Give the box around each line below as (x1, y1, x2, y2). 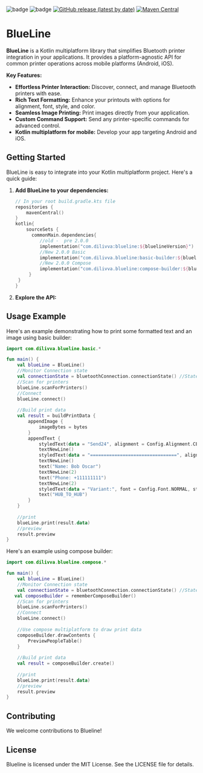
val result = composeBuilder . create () (17, 660, 115, 666)
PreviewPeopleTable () (28, 638, 83, 644)
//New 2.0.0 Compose (39, 260, 92, 267)
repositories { (14, 204, 54, 210)
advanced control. (14, 122, 61, 129)
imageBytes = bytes (38, 424, 88, 430)
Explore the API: (14, 294, 57, 301)
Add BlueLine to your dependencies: (14, 187, 109, 194)
